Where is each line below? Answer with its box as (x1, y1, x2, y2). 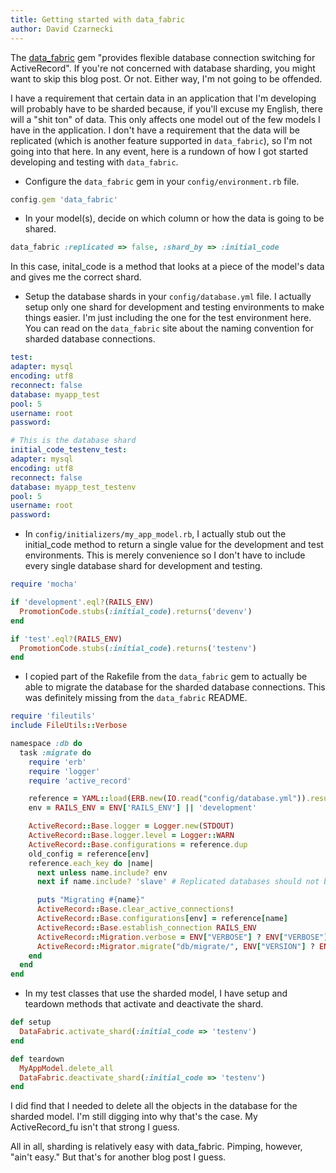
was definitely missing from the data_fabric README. (24, 692, 248, 704)
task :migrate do (19, 747, 92, 758)
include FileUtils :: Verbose (10, 721, 128, 731)
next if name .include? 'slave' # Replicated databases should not (36, 877, 320, 887)
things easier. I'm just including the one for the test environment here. (24, 312, 312, 324)
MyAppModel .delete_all (19, 1063, 114, 1073)
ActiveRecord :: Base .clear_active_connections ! (36, 904, 235, 915)
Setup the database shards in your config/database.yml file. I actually (24, 291, 312, 303)
